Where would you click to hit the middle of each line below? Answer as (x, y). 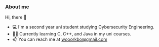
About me (17, 7)
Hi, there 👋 (16, 17)
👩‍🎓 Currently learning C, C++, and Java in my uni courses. (72, 34)
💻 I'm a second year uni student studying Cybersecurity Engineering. (83, 27)
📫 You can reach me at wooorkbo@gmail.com (60, 39)
